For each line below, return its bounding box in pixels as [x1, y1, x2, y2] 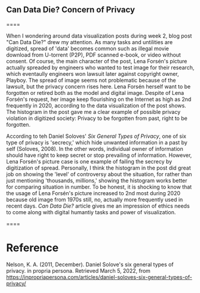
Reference [6, 241, 59, 254]
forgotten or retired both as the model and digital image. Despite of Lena [6, 89, 184, 96]
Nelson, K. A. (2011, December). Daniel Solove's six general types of [6, 261, 174, 268]
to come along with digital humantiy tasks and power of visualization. [6, 208, 176, 215]
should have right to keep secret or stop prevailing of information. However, [6, 152, 192, 159]
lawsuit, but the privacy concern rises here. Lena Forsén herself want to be [6, 83, 191, 90]
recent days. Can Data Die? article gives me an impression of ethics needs [6, 202, 190, 209]
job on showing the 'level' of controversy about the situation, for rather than [6, 170, 192, 178]
